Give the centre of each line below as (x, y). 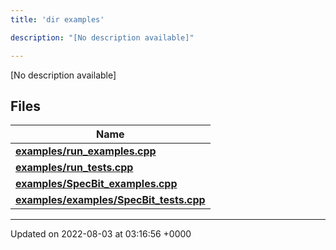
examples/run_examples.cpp (86, 151)
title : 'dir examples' (57, 19)
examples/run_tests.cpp (74, 168)
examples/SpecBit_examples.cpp (96, 184)
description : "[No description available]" (102, 37)
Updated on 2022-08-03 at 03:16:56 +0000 (101, 234)
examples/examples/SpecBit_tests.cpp (110, 200)
